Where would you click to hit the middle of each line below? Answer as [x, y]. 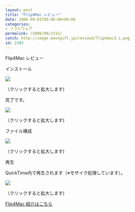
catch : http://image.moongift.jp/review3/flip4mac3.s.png [67, 39]
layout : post [19, 10]
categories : [18, 24]
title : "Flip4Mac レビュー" [33, 15]
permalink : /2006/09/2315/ [34, 33]
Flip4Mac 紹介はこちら [29, 204]
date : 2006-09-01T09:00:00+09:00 [40, 19]
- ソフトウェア [19, 29]
